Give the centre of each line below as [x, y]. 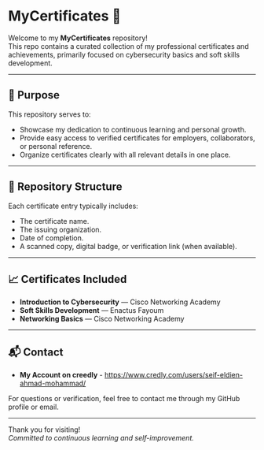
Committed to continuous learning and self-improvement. [101, 438]
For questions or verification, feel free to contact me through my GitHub [124, 399]
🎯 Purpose [34, 95]
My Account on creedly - [61, 375]
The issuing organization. [60, 229]
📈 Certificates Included [68, 279]
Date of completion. [51, 238]
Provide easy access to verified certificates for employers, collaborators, [137, 138]
